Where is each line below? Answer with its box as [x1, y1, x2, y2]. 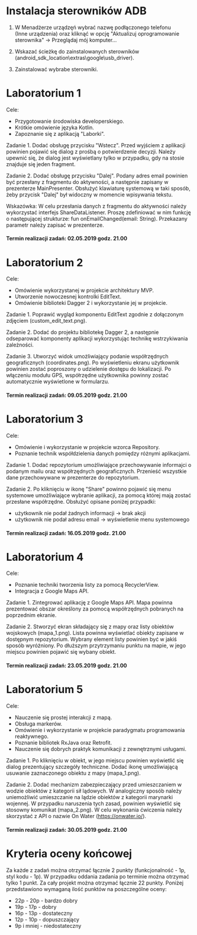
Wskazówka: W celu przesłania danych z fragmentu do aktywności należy [6, 202, 187, 209]
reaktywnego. [14, 733, 49, 740]
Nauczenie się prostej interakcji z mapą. [14, 714, 112, 721]
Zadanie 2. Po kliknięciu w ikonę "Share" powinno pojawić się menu [6, 485, 172, 492]
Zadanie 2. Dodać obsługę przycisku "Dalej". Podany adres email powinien [6, 172, 188, 179]
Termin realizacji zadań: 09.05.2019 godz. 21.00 [6, 392, 128, 399]
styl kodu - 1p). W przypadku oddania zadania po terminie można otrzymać [6, 873, 189, 880]
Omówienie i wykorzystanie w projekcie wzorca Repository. [14, 443, 160, 450]
